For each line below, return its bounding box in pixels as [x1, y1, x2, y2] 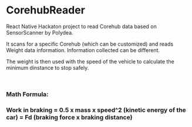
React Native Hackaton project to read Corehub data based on [6, 23, 157, 30]
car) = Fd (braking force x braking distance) [6, 113, 133, 121]
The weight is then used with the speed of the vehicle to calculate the [6, 58, 174, 65]
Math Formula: [6, 90, 49, 98]
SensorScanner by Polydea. [6, 29, 73, 36]
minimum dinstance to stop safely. [6, 64, 89, 71]
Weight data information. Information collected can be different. [6, 46, 160, 53]
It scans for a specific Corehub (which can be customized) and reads [6, 40, 174, 47]
